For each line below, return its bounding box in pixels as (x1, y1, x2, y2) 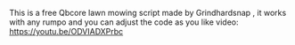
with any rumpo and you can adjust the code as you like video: (9, 17, 239, 27)
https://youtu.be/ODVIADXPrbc (9, 26, 124, 36)
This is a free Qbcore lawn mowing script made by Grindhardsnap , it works (9, 8, 287, 18)
